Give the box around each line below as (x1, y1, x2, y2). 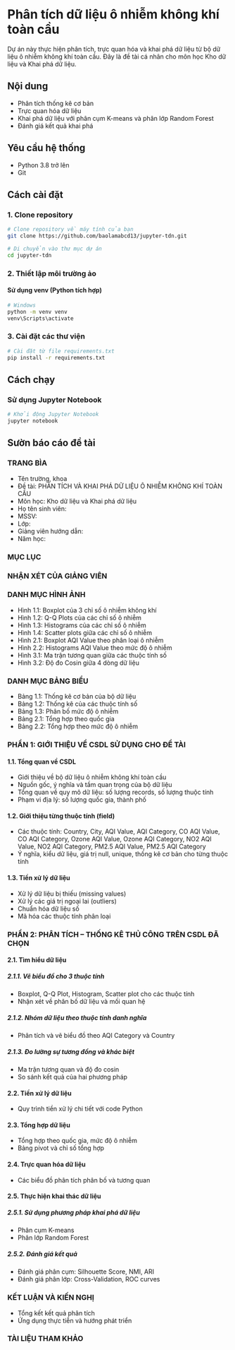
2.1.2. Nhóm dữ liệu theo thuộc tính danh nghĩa (7, 1013, 147, 1022)
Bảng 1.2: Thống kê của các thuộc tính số (17, 699, 138, 709)
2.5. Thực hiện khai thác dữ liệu (7, 1192, 101, 1200)
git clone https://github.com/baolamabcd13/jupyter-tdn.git (7, 232, 188, 239)
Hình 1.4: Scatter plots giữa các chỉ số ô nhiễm (17, 628, 153, 636)
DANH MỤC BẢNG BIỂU (7, 676, 89, 686)
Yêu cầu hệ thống (7, 142, 86, 154)
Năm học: (17, 534, 46, 543)
